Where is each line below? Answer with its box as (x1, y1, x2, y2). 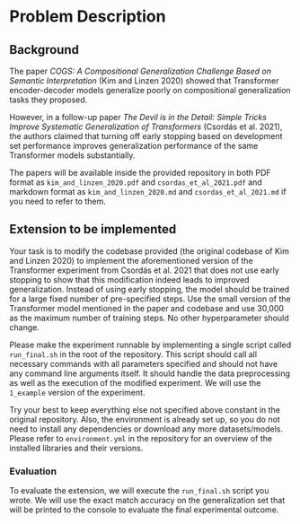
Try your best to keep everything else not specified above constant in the (9, 404, 281, 415)
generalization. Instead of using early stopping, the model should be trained (9, 284, 290, 294)
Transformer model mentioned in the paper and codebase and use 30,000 (9, 302, 285, 313)
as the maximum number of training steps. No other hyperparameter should (9, 312, 289, 323)
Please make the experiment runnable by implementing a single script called (9, 339, 292, 350)
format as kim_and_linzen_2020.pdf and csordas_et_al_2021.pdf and (9, 177, 262, 188)
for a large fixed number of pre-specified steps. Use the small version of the (9, 293, 291, 304)
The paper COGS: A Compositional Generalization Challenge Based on (9, 65, 272, 76)
